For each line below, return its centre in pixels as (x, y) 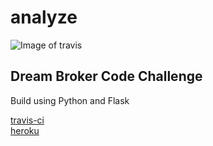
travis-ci (27, 120)
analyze (44, 17)
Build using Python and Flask (70, 100)
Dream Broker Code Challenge (106, 76)
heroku (25, 130)
